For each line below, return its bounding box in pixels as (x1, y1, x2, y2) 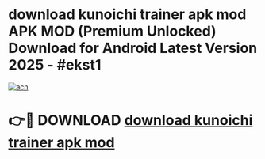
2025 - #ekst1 (8, 56, 102, 74)
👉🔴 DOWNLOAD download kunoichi (8, 112, 253, 130)
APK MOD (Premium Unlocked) (8, 22, 217, 40)
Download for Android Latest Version (8, 40, 258, 57)
